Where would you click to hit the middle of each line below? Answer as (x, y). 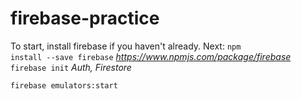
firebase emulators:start (64, 85)
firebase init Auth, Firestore (71, 67)
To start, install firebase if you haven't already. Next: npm (126, 46)
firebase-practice (85, 18)
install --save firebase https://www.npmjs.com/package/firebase (151, 56)
